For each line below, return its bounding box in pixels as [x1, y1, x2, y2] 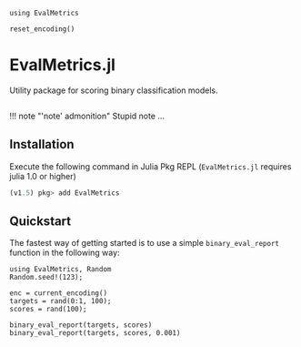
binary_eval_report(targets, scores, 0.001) [9, 329, 181, 338]
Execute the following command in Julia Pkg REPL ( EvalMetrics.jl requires [9, 160, 292, 172]
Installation [9, 137, 75, 152]
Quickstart [9, 214, 72, 230]
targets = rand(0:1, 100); [9, 297, 112, 306]
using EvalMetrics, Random [9, 265, 112, 274]
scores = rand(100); [9, 305, 88, 314]
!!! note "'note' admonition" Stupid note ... [9, 110, 166, 121]
